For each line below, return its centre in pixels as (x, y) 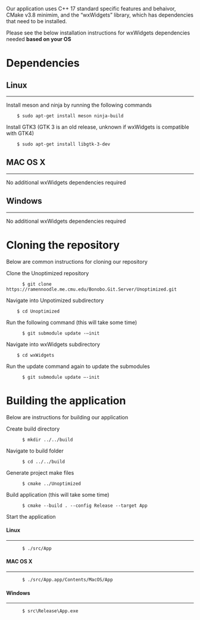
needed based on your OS (39, 39)
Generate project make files (40, 472)
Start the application (31, 516)
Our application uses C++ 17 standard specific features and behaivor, (91, 9)
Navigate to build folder (35, 451)
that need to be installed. (37, 21)
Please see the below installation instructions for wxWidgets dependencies (98, 33)
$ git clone (37, 284)
